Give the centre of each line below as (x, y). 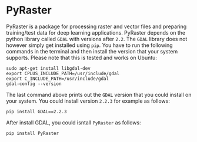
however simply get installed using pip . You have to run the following (89, 45)
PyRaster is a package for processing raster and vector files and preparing (96, 26)
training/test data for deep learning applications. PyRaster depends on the (96, 32)
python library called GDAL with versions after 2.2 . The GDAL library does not (97, 39)
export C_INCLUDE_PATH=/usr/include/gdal (58, 79)
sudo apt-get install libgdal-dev (49, 68)
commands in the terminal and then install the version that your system (92, 51)
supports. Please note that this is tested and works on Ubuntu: (82, 58)
